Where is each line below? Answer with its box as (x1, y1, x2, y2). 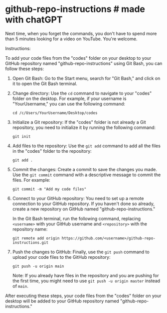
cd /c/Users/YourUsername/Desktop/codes (12, 110, 98, 115)
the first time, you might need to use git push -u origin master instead (12, 278, 161, 284)
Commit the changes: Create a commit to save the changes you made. (12, 166, 157, 172)
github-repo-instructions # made (5, 3, 146, 15)
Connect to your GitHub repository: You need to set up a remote (12, 195, 144, 201)
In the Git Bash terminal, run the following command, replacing (12, 215, 141, 221)
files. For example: (12, 177, 51, 183)
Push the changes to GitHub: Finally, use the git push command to (12, 249, 150, 255)
